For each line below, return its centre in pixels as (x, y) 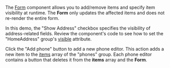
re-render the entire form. (32, 18)
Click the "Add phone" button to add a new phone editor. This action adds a (85, 49)
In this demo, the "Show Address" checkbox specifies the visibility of (78, 28)
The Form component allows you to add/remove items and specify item (80, 7)
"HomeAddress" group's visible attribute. (48, 39)
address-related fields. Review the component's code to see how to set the (84, 33)
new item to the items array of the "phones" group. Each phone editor (79, 54)
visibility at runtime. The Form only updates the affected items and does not (85, 13)
